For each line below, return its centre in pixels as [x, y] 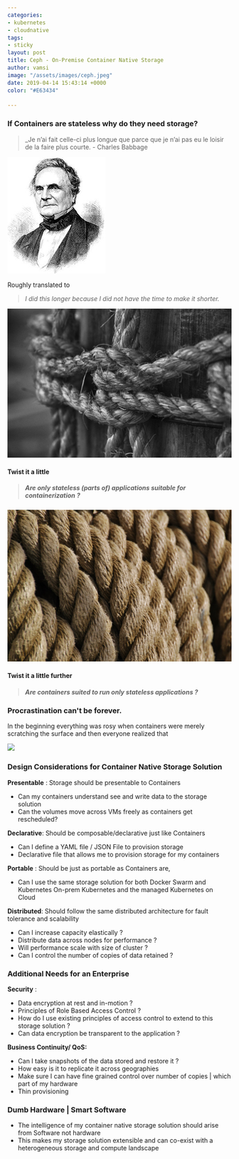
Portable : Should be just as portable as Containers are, [89, 868]
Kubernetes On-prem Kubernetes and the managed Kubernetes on [115, 889]
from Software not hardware [59, 1133]
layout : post [27, 53]
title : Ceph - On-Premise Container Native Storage [85, 61]
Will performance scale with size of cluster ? [83, 947]
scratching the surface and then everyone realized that [88, 734]
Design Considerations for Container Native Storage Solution [115, 767]
